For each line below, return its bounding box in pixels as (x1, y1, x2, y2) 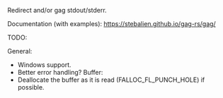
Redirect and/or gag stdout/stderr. (7, 6, 108, 14)
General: (7, 47, 33, 55)
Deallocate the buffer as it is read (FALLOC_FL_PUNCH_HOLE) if (17, 75, 205, 84)
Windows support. (17, 61, 72, 69)
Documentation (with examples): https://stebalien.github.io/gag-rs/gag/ (7, 20, 216, 27)
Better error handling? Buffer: (17, 68, 103, 76)
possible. (17, 83, 45, 91)
